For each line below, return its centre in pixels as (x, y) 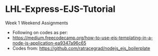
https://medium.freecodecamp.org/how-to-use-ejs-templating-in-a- (82, 38)
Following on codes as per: (40, 32)
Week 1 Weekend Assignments (37, 23)
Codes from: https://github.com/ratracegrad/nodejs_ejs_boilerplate (81, 48)
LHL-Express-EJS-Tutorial (60, 9)
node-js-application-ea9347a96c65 (49, 43)
